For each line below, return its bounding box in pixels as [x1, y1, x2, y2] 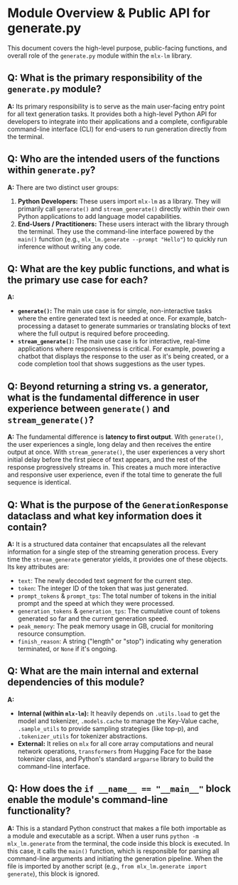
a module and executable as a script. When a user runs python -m [7, 832, 199, 840]
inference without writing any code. [17, 242, 122, 251]
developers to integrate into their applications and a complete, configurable [7, 117, 228, 125]
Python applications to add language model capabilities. [17, 212, 183, 220]
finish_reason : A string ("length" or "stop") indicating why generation [17, 637, 222, 646]
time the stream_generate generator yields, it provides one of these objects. [7, 555, 228, 564]
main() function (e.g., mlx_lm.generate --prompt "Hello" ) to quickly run [17, 234, 227, 243]
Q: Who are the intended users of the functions [7, 153, 220, 165]
